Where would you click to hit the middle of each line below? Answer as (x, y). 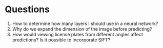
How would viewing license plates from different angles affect (77, 34)
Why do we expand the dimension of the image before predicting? (82, 29)
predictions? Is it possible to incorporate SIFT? (61, 40)
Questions (27, 9)
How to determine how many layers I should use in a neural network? (85, 23)
